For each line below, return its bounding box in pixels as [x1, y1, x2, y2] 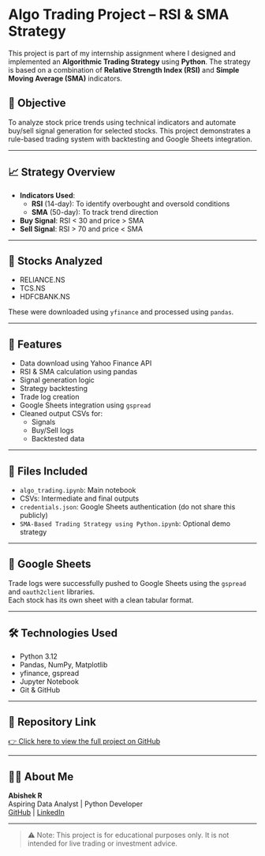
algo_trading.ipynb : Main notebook [19, 486, 136, 494]
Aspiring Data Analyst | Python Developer [8, 799, 144, 809]
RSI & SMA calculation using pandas [19, 367, 138, 377]
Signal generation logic [19, 375, 95, 385]
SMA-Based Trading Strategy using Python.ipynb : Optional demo [19, 519, 231, 528]
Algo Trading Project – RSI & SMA [8, 6, 230, 24]
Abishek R [8, 791, 43, 801]
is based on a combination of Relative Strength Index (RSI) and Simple [8, 65, 240, 74]
